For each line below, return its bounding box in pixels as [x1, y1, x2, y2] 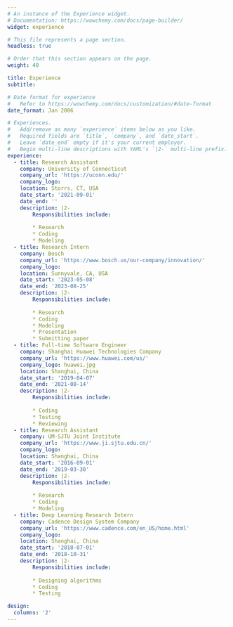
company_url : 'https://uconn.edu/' [20, 172, 124, 179]
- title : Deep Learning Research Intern [13, 511, 133, 519]
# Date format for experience [7, 93, 96, 101]
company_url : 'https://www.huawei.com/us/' [20, 354, 149, 362]
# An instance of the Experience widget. [7, 10, 131, 18]
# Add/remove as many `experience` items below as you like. [7, 126, 197, 134]
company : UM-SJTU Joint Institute [20, 433, 121, 440]
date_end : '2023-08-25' [20, 283, 90, 290]
